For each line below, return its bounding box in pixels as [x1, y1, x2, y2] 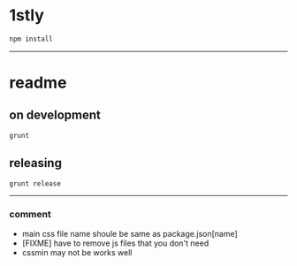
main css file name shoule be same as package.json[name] [21, 228, 239, 239]
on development [9, 108, 102, 123]
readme [9, 72, 67, 93]
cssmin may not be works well [21, 247, 133, 257]
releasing [9, 156, 62, 171]
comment [9, 209, 51, 221]
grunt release [9, 179, 62, 188]
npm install [9, 34, 53, 43]
